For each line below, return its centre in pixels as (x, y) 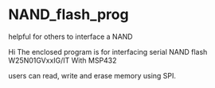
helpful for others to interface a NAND (70, 36)
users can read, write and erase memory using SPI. (92, 75)
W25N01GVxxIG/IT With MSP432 (63, 60)
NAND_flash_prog (68, 15)
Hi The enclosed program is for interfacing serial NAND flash (108, 52)
